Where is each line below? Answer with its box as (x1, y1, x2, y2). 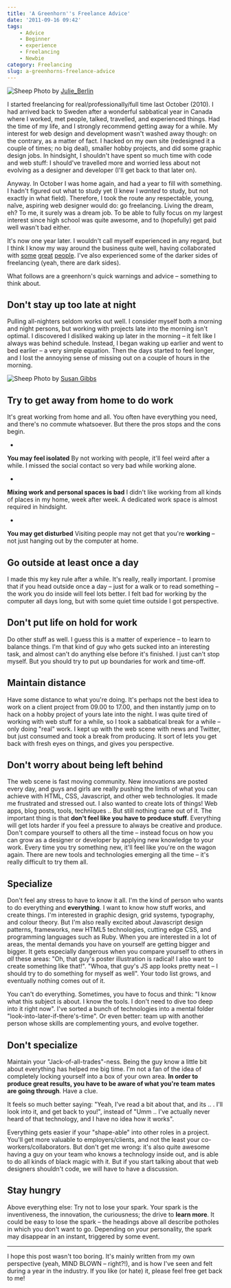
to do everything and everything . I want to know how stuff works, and (7, 904, 206, 912)
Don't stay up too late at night (7, 299, 136, 311)
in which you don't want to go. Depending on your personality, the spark (7, 1225, 212, 1233)
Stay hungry (7, 1185, 62, 1196)
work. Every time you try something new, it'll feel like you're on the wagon (7, 843, 217, 851)
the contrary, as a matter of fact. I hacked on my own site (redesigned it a (7, 136, 215, 145)
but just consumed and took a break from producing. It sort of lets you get (7, 731, 217, 740)
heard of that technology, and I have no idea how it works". (7, 1115, 174, 1123)
